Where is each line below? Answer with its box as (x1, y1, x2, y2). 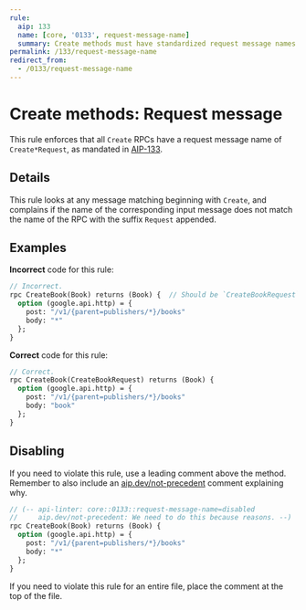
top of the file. (9, 590, 62, 601)
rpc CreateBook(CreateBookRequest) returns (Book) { (9, 375, 215, 384)
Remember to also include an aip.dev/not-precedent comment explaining (9, 477, 284, 489)
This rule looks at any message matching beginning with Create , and (9, 194, 267, 205)
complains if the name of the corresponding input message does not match (9, 204, 293, 215)
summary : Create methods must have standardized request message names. (17, 38, 301, 48)
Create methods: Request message (9, 104, 283, 124)
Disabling (9, 444, 65, 459)
